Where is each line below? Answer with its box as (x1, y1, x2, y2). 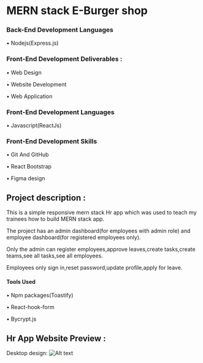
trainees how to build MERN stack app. (6, 215, 104, 223)
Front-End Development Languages (6, 108, 115, 117)
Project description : (6, 193, 86, 203)
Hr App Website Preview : (6, 333, 106, 343)
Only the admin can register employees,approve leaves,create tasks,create (6, 246, 196, 253)
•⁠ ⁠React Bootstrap (6, 163, 52, 170)
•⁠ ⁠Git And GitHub (6, 151, 49, 158)
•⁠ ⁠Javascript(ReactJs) (6, 122, 62, 129)
